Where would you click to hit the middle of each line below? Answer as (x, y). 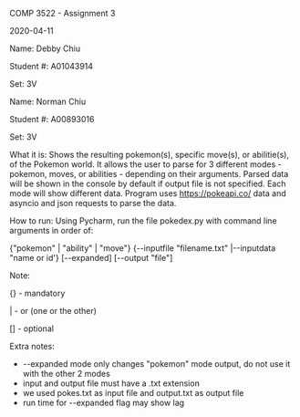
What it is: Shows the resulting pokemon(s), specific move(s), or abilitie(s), (150, 155)
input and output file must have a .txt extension (111, 383)
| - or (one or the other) (53, 311)
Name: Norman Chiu (48, 101)
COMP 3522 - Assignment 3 (62, 13)
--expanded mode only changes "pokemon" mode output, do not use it (156, 364)
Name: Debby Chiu (45, 48)
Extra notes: (32, 346)
